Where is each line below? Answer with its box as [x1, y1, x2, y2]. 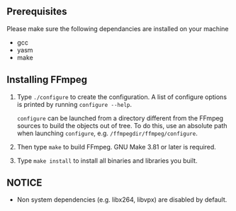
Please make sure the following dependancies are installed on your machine [6, 24, 229, 33]
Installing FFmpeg [6, 74, 88, 86]
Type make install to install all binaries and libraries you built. [16, 156, 198, 165]
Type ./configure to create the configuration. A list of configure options [16, 92, 227, 101]
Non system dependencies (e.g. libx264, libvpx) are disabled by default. [16, 195, 227, 204]
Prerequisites [6, 6, 67, 18]
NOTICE [6, 177, 43, 189]
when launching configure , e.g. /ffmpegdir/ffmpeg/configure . [16, 129, 198, 137]
